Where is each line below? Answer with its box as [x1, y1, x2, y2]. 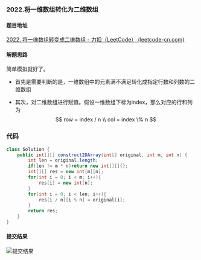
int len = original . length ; [28, 157, 98, 163]
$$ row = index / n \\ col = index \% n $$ [55, 116, 157, 123]
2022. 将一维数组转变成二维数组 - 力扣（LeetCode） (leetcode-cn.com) [6, 36, 185, 43]
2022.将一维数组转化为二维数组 [6, 5, 98, 13]
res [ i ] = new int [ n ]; [38, 180, 94, 186]
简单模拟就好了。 [6, 65, 49, 73]
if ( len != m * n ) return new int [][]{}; [28, 163, 129, 170]
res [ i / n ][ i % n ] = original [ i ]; [38, 197, 126, 203]
